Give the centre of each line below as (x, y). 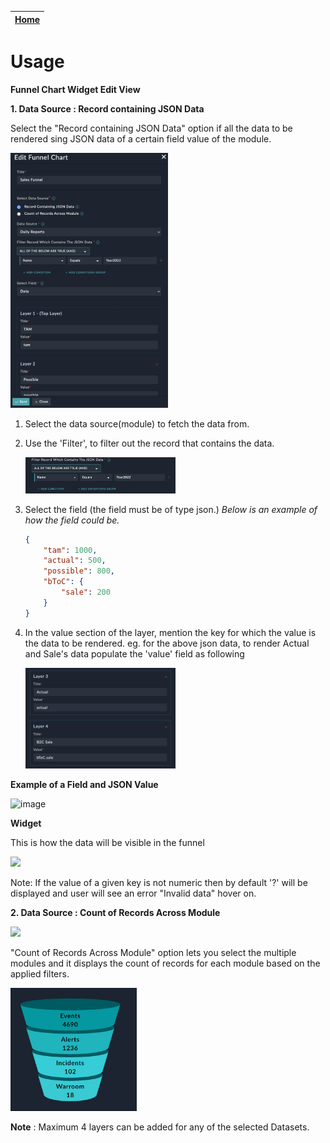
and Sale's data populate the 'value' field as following (134, 653)
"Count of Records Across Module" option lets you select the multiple (153, 953)
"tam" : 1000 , (70, 550)
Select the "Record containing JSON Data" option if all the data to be (151, 128)
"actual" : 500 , (75, 561)
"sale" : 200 (86, 592)
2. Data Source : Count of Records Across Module (115, 913)
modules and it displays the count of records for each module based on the (165, 963)
